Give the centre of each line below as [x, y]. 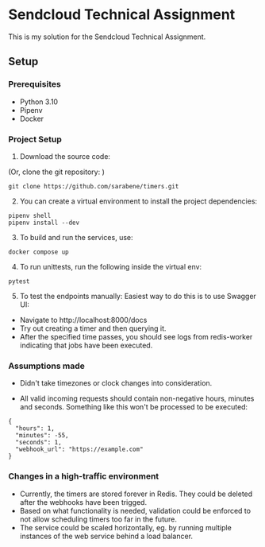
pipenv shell [30, 215]
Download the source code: [65, 156]
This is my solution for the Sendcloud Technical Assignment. [107, 37]
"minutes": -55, [42, 436]
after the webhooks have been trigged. [83, 502]
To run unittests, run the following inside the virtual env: [111, 266]
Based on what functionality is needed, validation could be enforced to [135, 510]
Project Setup [35, 139]
